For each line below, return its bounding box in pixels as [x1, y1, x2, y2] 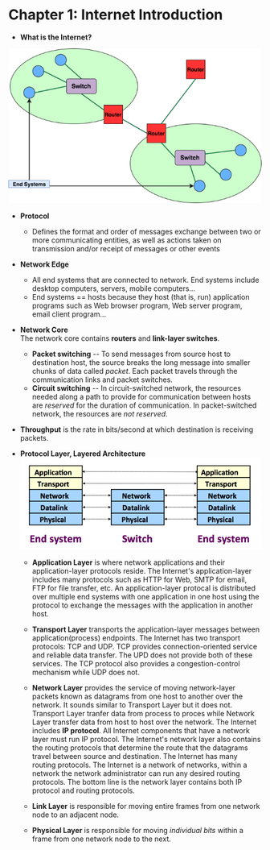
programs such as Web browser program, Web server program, [31, 301, 243, 310]
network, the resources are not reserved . [31, 408, 168, 418]
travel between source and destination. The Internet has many [31, 751, 239, 761]
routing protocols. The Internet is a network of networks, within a [31, 760, 247, 769]
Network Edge [19, 259, 70, 269]
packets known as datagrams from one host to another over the [31, 691, 243, 701]
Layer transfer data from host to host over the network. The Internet [31, 717, 257, 727]
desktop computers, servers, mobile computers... [31, 284, 195, 293]
